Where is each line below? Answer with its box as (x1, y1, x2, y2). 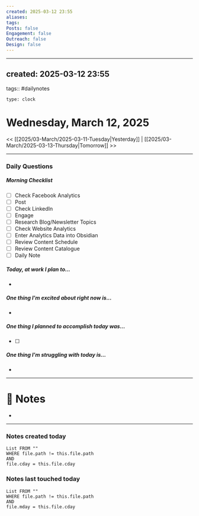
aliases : (6, 14, 28, 20)
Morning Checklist (6, 177, 53, 184)
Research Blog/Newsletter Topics (14, 218, 97, 225)
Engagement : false (6, 31, 52, 37)
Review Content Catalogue (14, 245, 80, 252)
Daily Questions (6, 162, 53, 170)
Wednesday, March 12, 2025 (6, 116, 150, 129)
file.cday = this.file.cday (6, 461, 76, 467)
